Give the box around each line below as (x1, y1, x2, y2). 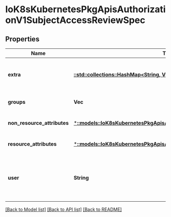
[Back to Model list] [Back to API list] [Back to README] (5, 206, 122, 212)
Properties (5, 35, 40, 43)
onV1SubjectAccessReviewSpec (5, 14, 146, 26)
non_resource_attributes (8, 120, 69, 126)
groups (8, 98, 26, 105)
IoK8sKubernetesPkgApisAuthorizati (5, 4, 166, 15)
